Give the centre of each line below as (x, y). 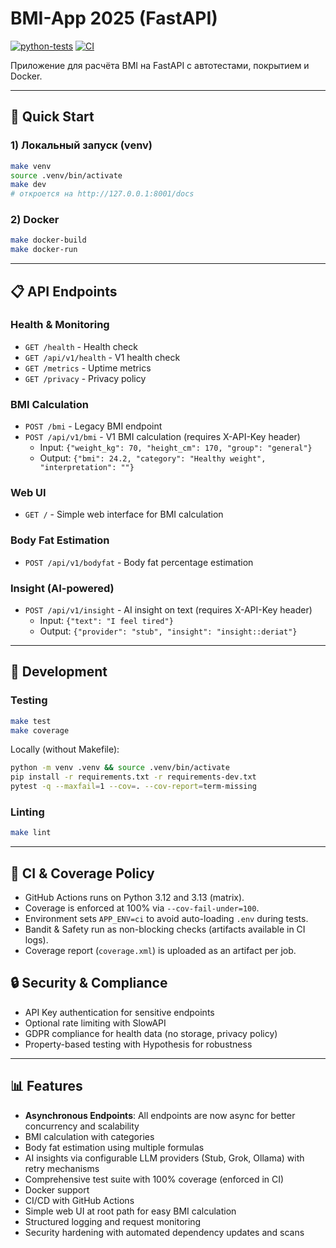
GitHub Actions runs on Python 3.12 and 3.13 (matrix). (134, 898)
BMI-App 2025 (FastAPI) (114, 18)
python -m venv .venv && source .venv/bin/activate (120, 768)
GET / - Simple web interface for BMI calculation (124, 514)
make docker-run (44, 250)
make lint (31, 833)
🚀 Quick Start (52, 117)
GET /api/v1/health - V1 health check (102, 357)
